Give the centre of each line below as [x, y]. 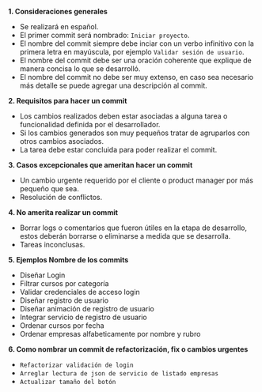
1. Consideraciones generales [58, 11]
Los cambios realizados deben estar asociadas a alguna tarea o [123, 116]
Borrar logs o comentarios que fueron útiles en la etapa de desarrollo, [133, 228]
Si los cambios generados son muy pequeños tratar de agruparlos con [135, 133]
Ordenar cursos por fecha [62, 326]
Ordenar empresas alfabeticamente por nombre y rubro [110, 334]
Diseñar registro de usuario [64, 300]
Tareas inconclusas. [52, 245]
